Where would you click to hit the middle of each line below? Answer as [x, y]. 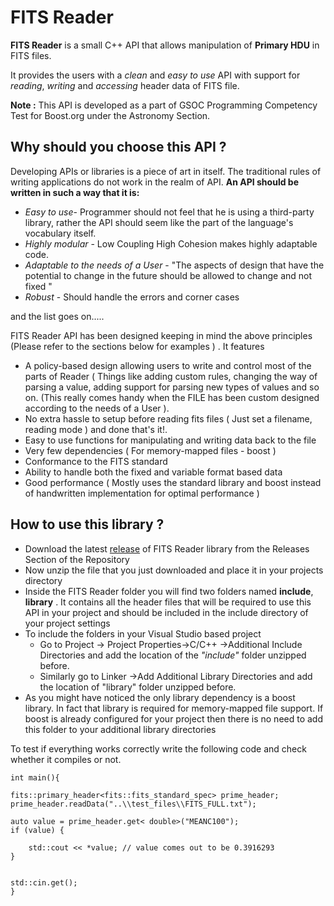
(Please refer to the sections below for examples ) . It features [137, 346]
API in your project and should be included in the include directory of [166, 612]
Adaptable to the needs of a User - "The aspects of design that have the [174, 265]
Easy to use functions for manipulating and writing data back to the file [170, 440]
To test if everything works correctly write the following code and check [158, 748]
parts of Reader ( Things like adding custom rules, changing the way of [171, 376]
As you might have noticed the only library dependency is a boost [160, 697]
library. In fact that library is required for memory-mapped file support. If [174, 708]
